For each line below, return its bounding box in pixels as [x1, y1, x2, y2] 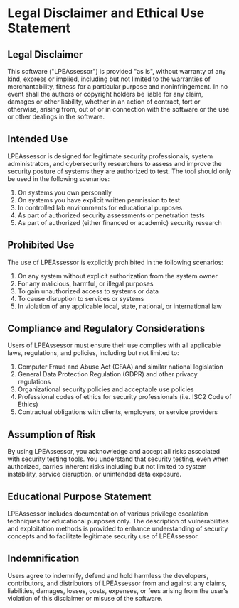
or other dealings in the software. [7, 112, 105, 121]
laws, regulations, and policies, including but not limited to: [7, 349, 179, 357]
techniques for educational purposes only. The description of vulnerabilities [7, 517, 229, 526]
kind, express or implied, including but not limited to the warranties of [7, 75, 211, 83]
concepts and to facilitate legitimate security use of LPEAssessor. [7, 532, 199, 541]
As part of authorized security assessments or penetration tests [17, 211, 205, 219]
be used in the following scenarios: [7, 174, 110, 183]
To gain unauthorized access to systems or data [17, 286, 159, 295]
